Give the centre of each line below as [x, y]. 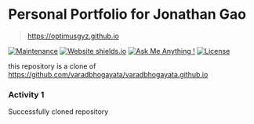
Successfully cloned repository [58, 112]
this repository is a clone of [52, 66]
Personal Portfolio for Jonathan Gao [127, 14]
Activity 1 [26, 94]
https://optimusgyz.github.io [73, 36]
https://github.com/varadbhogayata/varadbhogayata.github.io [108, 74]
